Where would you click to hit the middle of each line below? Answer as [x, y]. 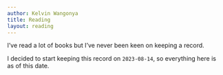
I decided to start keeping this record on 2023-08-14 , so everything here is [112, 59]
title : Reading [29, 20]
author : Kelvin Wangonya [43, 13]
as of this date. [28, 66]
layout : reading [30, 26]
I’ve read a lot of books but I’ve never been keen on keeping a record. [106, 46]
